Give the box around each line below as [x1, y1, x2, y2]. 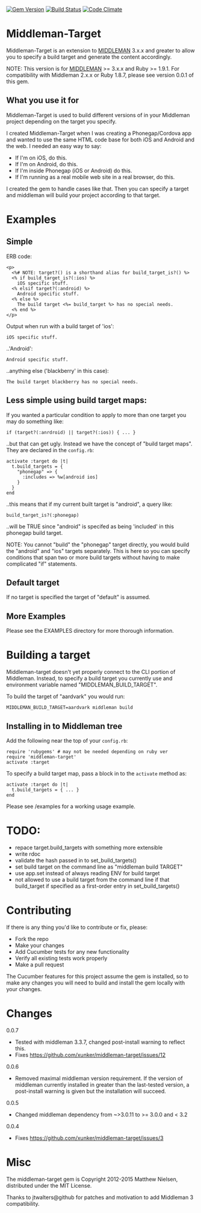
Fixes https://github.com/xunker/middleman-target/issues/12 [14, 1051, 166, 1058]
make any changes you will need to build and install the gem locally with [6, 979, 185, 986]
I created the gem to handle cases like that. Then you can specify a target [6, 185, 189, 192]
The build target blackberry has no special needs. [6, 378, 138, 385]
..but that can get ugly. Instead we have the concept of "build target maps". [6, 440, 193, 447]
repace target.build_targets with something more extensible [14, 844, 163, 851]
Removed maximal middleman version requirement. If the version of [14, 1075, 183, 1082]
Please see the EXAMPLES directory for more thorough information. [6, 627, 175, 635]
